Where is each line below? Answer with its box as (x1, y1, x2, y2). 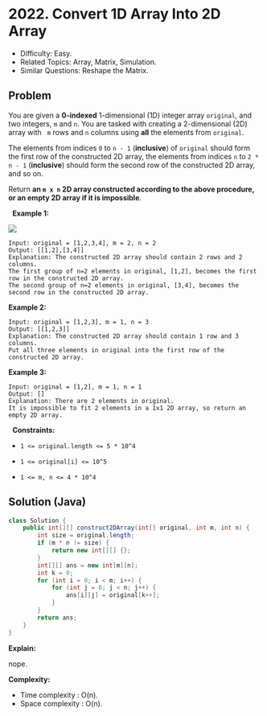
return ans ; (37, 613, 78, 622)
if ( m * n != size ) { (37, 539, 110, 547)
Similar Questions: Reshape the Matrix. (19, 65, 149, 75)
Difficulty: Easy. (19, 48, 72, 58)
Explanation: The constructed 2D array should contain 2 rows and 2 (8, 253, 243, 261)
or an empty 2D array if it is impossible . (8, 192, 142, 202)
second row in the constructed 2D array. (8, 288, 150, 296)
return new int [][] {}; (51, 546, 131, 555)
